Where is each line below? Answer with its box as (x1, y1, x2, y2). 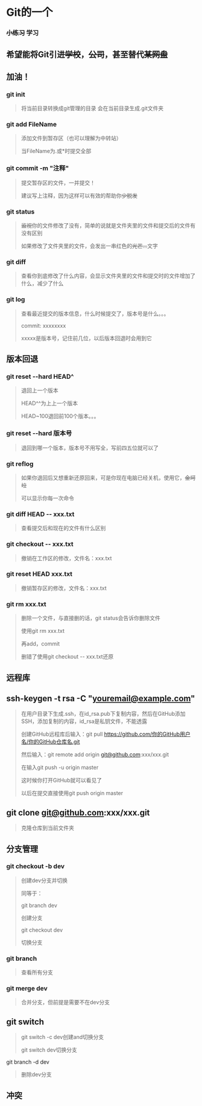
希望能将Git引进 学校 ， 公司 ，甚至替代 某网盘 (6, 49, 168, 59)
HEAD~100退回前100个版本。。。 (21, 413, 99, 420)
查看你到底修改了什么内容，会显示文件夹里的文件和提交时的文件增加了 (21, 272, 196, 280)
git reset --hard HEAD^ (6, 372, 74, 381)
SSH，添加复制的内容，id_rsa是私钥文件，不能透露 (21, 718, 148, 725)
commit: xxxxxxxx (21, 322, 66, 329)
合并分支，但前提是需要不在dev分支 (21, 999, 110, 1006)
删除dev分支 (21, 1071, 52, 1078)
